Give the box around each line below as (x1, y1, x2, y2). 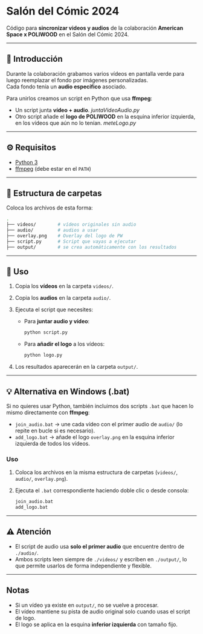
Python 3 (14, 159, 38, 166)
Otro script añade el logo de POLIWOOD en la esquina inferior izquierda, (14, 113, 196, 120)
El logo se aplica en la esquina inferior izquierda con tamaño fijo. (14, 621, 178, 628)
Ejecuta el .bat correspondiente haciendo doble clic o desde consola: (14, 487, 189, 494)
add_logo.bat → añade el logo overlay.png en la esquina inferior (14, 434, 175, 440)
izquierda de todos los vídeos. (14, 440, 91, 447)
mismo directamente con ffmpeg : (6, 409, 90, 416)
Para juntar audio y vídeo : (24, 318, 90, 325)
